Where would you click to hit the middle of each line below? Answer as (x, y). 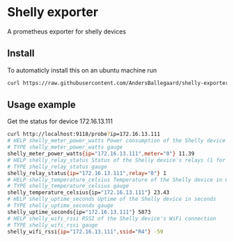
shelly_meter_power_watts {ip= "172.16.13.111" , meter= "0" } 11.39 (101, 154)
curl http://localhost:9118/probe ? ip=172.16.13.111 (84, 134)
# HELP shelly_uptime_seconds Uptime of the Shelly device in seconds (112, 199)
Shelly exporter (53, 12)
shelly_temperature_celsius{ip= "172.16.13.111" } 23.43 (88, 192)
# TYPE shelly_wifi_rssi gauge (53, 225)
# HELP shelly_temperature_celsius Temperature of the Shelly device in (115, 180)
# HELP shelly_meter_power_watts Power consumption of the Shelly (106, 141)
